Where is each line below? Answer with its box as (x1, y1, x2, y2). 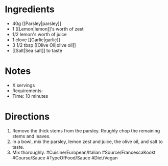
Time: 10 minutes (12, 93, 49, 99)
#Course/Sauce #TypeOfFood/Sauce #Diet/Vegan (12, 154, 118, 161)
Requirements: (12, 88, 43, 94)
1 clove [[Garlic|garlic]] (12, 37, 60, 43)
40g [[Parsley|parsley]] (12, 20, 62, 26)
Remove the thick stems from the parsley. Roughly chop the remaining (12, 127, 160, 133)
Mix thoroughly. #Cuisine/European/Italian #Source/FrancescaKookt (12, 149, 156, 155)
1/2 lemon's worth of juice (12, 31, 67, 37)
